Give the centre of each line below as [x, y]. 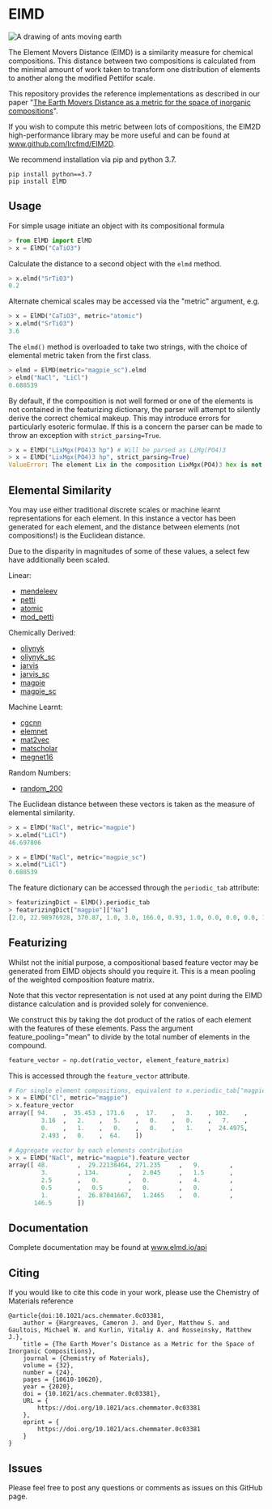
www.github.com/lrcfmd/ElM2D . [62, 143]
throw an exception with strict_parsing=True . [85, 435]
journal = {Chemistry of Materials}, [87, 1358]
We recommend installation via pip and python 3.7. [92, 159]
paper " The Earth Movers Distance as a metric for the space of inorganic [130, 102]
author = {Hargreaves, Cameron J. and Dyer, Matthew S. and [126, 1323]
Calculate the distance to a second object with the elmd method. [115, 263]
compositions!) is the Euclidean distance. [77, 535]
